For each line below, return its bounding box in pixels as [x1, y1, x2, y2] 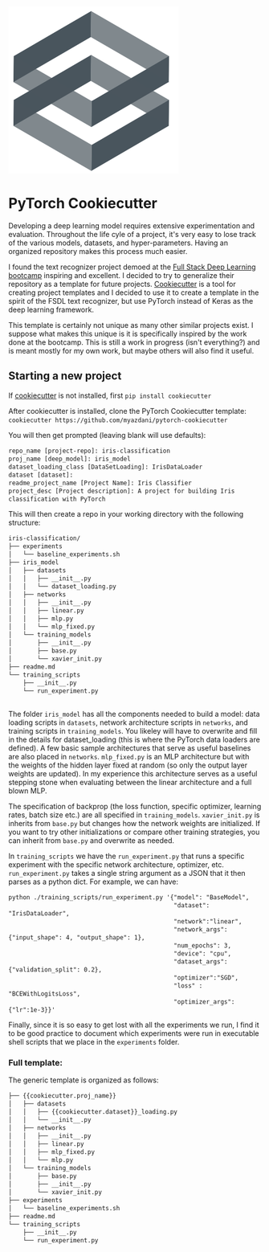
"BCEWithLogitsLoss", [8, 989, 81, 998]
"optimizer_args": [173, 997, 235, 1006]
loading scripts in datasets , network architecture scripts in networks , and [8, 718, 249, 727]
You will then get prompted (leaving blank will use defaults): [8, 430, 206, 440]
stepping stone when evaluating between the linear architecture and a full [8, 777, 252, 787]
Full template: [8, 1057, 63, 1068]
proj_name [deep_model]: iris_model [8, 455, 131, 463]
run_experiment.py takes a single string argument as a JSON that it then [8, 868, 247, 878]
